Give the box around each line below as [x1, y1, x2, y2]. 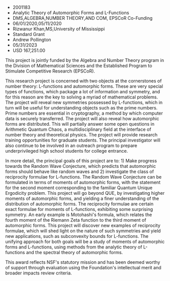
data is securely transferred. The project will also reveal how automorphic [5, 116, 159, 121]
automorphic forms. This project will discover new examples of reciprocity [5, 223, 161, 228]
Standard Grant [12, 31, 45, 37]
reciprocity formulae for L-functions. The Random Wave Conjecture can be [5, 174, 162, 180]
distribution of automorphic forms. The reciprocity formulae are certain [5, 201, 154, 207]
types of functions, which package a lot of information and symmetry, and [5, 89, 160, 94]
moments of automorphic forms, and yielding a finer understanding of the [5, 195, 159, 201]
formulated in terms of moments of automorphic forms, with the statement [5, 180, 161, 185]
